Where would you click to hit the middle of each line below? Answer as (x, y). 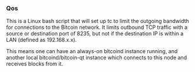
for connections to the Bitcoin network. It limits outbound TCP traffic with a (97, 27)
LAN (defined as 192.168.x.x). (42, 40)
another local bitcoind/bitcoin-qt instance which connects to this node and (97, 58)
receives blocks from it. (35, 64)
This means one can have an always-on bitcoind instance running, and (92, 51)
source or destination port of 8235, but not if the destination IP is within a (95, 34)
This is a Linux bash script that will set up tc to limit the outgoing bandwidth (98, 21)
